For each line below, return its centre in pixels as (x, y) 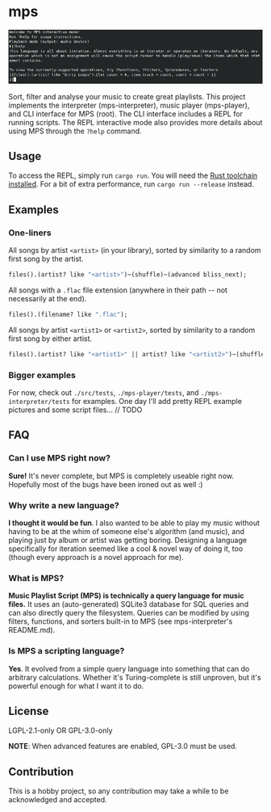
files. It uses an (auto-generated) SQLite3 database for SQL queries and (128, 604)
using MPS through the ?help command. (75, 131)
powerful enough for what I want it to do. (76, 686)
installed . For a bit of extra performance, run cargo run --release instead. (131, 184)
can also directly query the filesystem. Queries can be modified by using (129, 613)
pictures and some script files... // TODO (75, 410)
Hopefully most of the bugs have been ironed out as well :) (106, 484)
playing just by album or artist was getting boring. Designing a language (128, 541)
